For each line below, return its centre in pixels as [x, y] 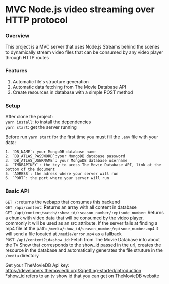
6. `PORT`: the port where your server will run [57, 178]
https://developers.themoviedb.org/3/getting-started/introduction [73, 271]
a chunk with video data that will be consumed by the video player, [75, 218]
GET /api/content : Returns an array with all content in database [71, 207]
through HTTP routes [27, 58]
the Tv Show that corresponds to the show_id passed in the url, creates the [83, 245]
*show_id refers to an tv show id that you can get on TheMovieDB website [82, 276]
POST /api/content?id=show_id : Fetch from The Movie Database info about [83, 240]
